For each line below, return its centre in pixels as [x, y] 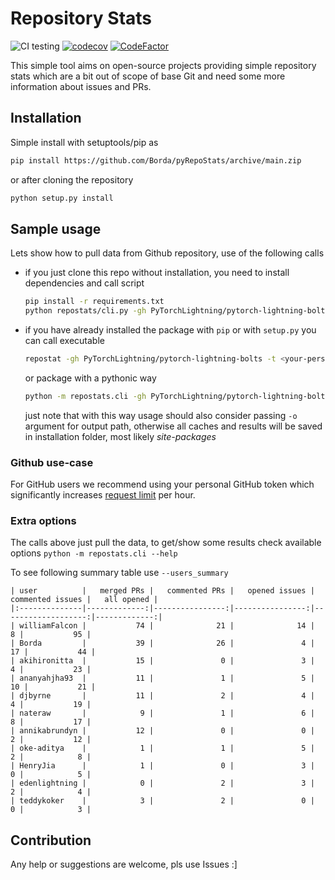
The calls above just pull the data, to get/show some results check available [166, 543]
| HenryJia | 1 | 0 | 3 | [162, 766]
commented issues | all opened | [84, 600]
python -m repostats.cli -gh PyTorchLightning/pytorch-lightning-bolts [177, 396]
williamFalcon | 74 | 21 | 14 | [167, 626]
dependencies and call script [84, 283]
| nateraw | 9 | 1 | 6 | [162, 713]
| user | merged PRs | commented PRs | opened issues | [162, 591]
